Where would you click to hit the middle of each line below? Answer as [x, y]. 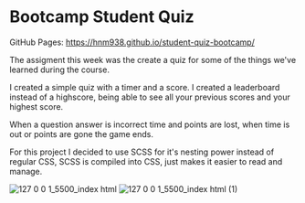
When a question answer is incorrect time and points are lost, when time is [150, 124]
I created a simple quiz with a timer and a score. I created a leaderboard [145, 87]
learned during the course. [59, 69]
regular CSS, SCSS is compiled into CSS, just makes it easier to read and [146, 161]
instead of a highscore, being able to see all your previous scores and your [150, 97]
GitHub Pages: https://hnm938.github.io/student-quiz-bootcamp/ [132, 42]
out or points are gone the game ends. [81, 134]
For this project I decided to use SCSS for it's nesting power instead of [142, 152]
